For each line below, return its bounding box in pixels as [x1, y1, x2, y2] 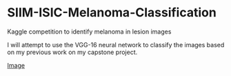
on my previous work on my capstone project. [7, 48, 138, 56]
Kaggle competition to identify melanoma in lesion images [7, 27, 172, 36]
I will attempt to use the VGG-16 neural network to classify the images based [7, 40, 225, 49]
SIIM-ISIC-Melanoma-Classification [7, 5, 217, 21]
